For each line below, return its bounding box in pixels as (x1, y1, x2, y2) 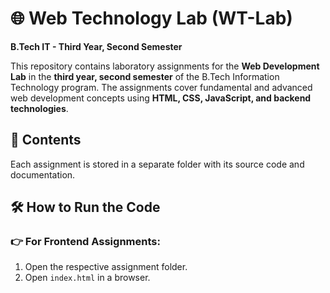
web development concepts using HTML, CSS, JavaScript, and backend (10, 92, 312, 104)
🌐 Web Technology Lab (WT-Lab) (10, 7, 293, 30)
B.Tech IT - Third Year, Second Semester (10, 40, 183, 52)
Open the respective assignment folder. (24, 261, 188, 273)
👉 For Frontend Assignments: (10, 235, 161, 249)
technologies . (10, 102, 69, 114)
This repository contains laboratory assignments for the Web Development (10, 60, 320, 72)
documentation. (10, 168, 76, 181)
